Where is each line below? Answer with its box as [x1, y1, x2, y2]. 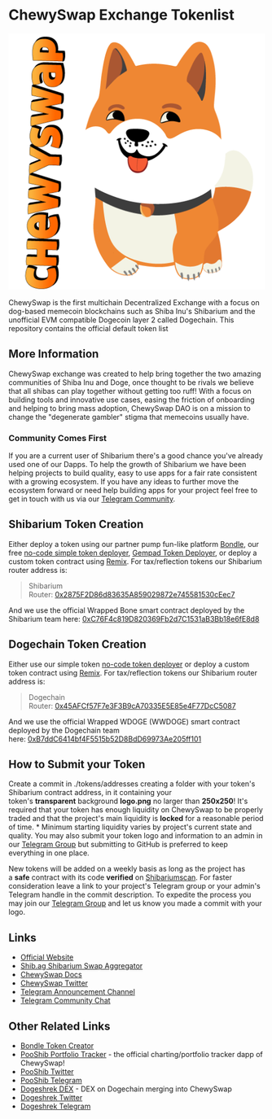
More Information [8, 348, 99, 361]
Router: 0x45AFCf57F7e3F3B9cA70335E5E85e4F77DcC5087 [28, 701, 236, 710]
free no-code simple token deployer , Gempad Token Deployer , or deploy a [8, 548, 257, 557]
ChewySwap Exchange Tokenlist [8, 6, 235, 24]
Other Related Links [8, 1019, 111, 1033]
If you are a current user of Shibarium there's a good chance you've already [8, 451, 263, 461]
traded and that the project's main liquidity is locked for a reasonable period [8, 814, 264, 824]
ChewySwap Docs [20, 970, 83, 980]
